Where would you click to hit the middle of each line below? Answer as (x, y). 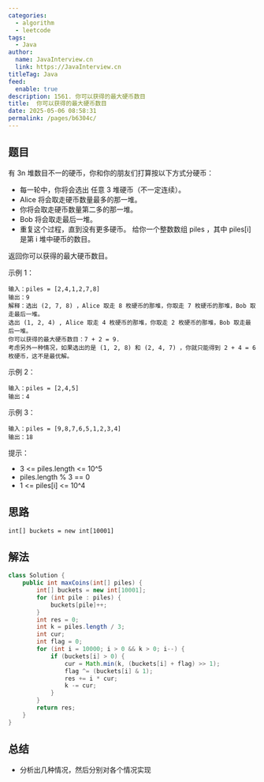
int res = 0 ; (58, 620)
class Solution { (37, 576)
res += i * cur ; (91, 679)
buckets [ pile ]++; (79, 605)
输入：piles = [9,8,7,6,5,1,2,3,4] (65, 429)
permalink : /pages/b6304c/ (52, 118)
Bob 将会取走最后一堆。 (58, 219)
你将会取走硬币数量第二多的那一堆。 (78, 209)
